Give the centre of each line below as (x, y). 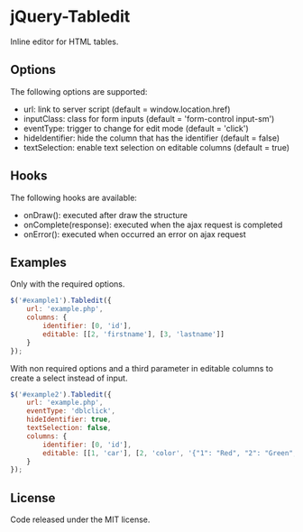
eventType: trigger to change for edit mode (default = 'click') (136, 128)
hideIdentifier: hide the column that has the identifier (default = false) (151, 138)
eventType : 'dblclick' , (71, 411)
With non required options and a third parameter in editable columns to (142, 368)
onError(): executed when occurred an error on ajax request (134, 234)
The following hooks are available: (74, 197)
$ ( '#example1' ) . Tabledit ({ (61, 301)
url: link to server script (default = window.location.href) (127, 109)
